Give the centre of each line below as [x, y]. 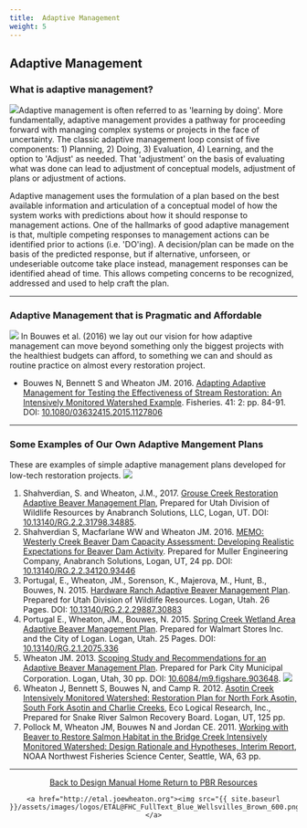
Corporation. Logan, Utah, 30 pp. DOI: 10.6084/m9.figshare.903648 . [152, 678]
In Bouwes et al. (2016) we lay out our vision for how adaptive [137, 336]
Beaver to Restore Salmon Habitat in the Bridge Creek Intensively [145, 737]
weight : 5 [28, 26]
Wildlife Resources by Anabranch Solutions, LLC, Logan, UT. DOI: [146, 512]
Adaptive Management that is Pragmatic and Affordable [136, 316]
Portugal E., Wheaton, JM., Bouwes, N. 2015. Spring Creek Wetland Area [159, 619]
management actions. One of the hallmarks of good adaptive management [149, 225]
